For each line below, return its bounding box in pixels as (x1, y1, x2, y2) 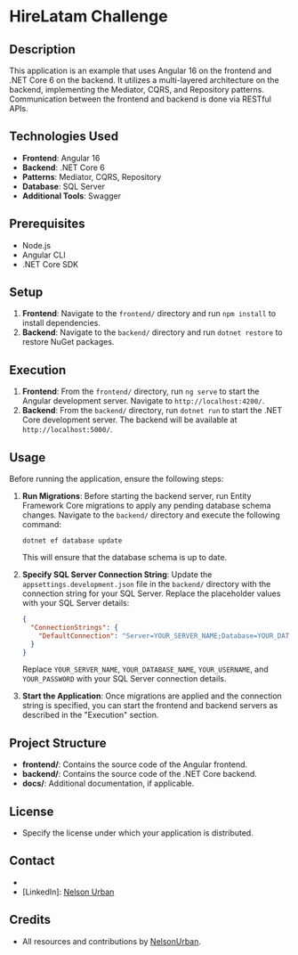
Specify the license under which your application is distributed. (21, 828, 254, 838)
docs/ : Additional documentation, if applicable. (21, 778, 195, 789)
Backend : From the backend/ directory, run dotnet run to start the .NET (21, 405, 283, 416)
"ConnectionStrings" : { (30, 623, 118, 632)
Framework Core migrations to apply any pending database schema (21, 501, 271, 511)
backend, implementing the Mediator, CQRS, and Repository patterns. (9, 85, 265, 94)
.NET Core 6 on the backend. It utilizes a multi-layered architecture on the (9, 75, 280, 86)
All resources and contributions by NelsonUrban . (21, 935, 202, 946)
